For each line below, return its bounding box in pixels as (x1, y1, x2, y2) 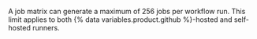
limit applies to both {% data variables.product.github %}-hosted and (8, 15, 233, 24)
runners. (32, 23, 61, 32)
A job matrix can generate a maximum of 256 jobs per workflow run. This (8, 7, 246, 16)
